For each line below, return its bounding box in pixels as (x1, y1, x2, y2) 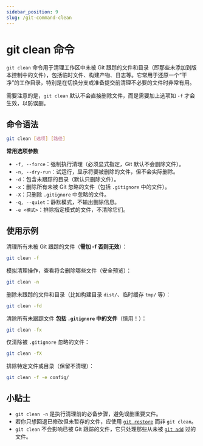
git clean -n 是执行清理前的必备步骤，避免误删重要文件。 (15, 410, 162, 417)
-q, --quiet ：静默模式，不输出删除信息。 (15, 198, 120, 206)
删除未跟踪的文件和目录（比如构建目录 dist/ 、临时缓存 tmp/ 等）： (6, 290, 171, 298)
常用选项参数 (6, 147, 38, 155)
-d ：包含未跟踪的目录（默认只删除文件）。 (15, 176, 120, 183)
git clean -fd (6, 302, 43, 309)
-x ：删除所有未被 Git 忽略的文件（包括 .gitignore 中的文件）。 (15, 183, 170, 190)
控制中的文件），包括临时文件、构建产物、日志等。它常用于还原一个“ (11, 71, 182, 79)
